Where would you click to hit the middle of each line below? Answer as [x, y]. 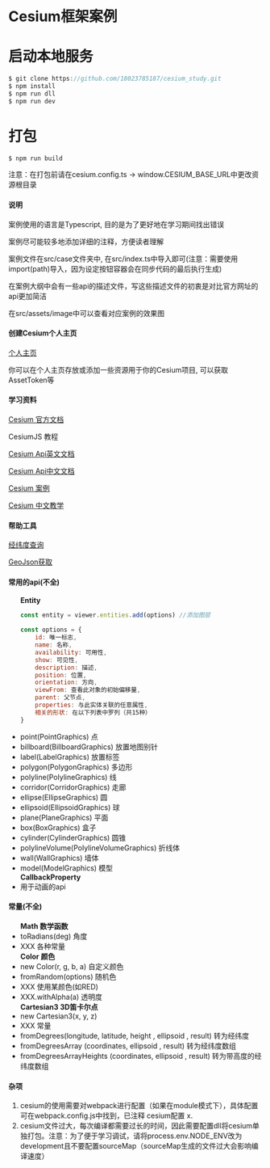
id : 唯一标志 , [56, 638]
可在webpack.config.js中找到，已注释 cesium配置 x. [106, 1115]
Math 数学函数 [44, 926]
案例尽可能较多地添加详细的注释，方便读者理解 [86, 241]
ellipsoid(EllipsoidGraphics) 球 [70, 807]
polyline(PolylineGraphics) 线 [68, 777]
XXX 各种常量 [43, 946]
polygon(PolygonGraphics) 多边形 [76, 767]
